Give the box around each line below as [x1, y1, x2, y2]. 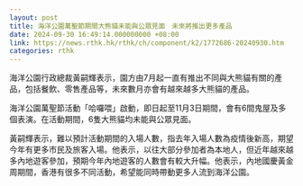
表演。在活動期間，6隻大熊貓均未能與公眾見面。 [16, 114, 197, 125]
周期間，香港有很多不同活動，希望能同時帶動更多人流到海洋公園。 [9, 167, 254, 178]
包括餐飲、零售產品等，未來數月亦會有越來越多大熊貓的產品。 [24, 84, 254, 94]
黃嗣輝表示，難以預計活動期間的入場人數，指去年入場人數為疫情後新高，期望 [9, 133, 294, 144]
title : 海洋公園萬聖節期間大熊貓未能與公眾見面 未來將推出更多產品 [9, 22, 233, 31]
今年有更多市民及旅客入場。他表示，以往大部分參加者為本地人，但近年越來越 [9, 145, 294, 155]
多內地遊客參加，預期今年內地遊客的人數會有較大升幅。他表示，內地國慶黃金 [9, 155, 294, 166]
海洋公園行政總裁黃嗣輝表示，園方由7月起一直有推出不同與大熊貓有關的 [9, 73, 275, 84]
